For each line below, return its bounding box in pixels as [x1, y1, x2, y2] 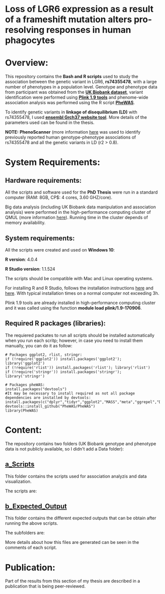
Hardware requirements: [5, 176, 82, 185]
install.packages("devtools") [5, 387, 67, 392]
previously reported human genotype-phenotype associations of [5, 134, 136, 141]
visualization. [5, 478, 32, 484]
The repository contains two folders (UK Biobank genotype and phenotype [5, 441, 156, 447]
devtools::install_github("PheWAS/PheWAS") [5, 404, 96, 409]
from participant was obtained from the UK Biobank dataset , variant [5, 89, 143, 95]
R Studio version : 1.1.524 [5, 266, 55, 272]
